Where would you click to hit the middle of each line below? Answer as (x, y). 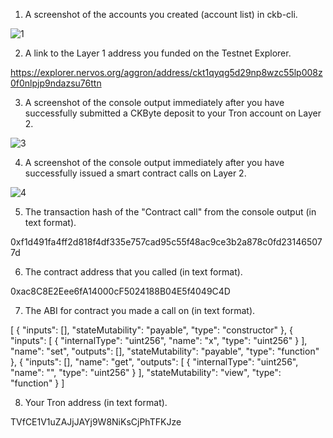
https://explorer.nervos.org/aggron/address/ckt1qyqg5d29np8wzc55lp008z (166, 72)
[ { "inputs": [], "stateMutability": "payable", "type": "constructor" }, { (151, 330)
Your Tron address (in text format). (96, 402)
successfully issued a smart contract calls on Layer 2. (135, 173)
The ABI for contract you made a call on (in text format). (140, 310)
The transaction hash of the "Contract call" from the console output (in (170, 212)
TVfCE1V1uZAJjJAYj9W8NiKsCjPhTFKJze (96, 422)
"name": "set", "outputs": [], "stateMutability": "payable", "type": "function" (165, 351)
